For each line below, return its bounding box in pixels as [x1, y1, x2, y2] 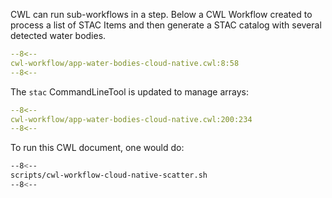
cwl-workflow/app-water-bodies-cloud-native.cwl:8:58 [10, 58, 240, 68]
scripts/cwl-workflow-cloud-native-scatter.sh [10, 170, 208, 181]
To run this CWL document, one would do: [10, 142, 185, 154]
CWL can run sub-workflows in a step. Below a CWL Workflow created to [10, 9, 313, 20]
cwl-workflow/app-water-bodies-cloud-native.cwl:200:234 [10, 114, 253, 124]
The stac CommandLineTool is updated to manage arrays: [10, 85, 249, 98]
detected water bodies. [10, 30, 107, 41]
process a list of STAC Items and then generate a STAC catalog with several [10, 19, 322, 31]
